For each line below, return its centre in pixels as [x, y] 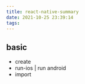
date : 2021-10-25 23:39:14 [40, 17]
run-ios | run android [40, 68]
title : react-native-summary [42, 12]
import [23, 74]
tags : [13, 23]
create [23, 62]
